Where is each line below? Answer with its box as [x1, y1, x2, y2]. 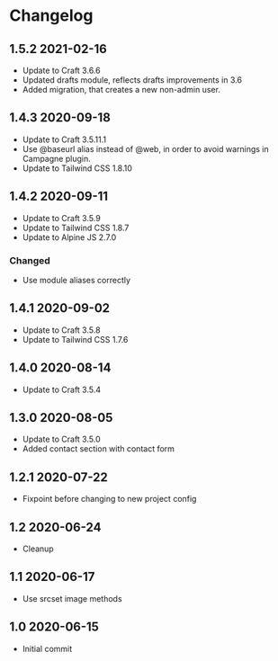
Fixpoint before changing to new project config [22, 494, 197, 505]
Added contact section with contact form [22, 443, 175, 454]
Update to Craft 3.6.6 [22, 65, 101, 76]
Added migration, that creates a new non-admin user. [22, 85, 220, 94]
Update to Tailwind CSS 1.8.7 [22, 222, 130, 233]
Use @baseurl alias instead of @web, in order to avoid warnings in [22, 143, 269, 154]
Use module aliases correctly [22, 274, 131, 285]
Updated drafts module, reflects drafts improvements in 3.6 [22, 75, 243, 85]
